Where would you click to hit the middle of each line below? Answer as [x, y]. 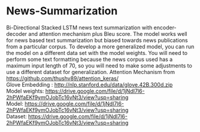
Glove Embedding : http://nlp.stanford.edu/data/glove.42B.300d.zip [90, 84]
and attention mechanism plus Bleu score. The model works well [108, 33]
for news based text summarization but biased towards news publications [97, 40]
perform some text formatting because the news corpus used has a [90, 59]
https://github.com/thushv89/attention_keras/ [62, 78]
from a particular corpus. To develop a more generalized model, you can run [100, 47]
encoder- [165, 27]
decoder [17, 33]
